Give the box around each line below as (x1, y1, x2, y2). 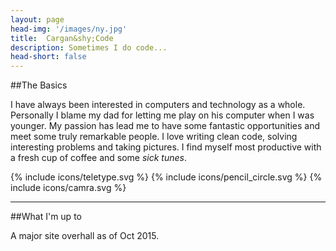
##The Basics (10, 79, 68, 91)
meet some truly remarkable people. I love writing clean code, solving (10, 131, 298, 143)
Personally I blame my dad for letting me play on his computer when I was (10, 109, 315, 121)
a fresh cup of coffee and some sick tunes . (10, 152, 187, 164)
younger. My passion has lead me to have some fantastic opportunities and (10, 120, 320, 132)
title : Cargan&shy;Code (10, 33, 114, 43)
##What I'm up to (10, 211, 82, 223)
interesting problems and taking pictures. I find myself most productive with (10, 141, 322, 153)
